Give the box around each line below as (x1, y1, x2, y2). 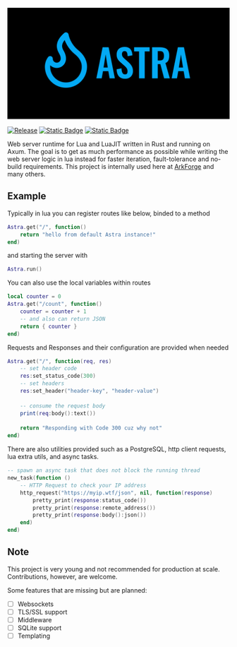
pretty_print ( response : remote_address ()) (32, 504, 157, 511)
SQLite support (17, 624, 62, 632)
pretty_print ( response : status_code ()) (32, 497, 147, 504)
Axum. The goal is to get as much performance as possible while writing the (7, 148, 229, 155)
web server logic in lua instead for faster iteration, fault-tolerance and (7, 155, 209, 163)
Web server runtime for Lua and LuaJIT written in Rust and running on (7, 140, 210, 148)
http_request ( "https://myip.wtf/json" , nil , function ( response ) (20, 489, 213, 497)
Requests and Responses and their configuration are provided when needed (7, 343, 229, 352)
